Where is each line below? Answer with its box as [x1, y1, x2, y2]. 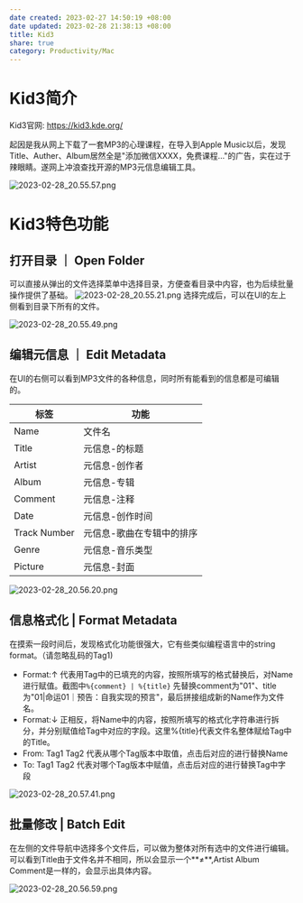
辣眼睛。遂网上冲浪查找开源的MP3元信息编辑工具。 [9, 161, 201, 172]
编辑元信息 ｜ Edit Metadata [9, 347, 167, 363]
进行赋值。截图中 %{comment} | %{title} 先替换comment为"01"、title [22, 680, 277, 691]
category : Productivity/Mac [9, 47, 115, 56]
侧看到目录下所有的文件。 [9, 301, 105, 312]
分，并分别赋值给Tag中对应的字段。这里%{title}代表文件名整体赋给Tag [22, 725, 284, 736]
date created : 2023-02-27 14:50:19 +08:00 [9, 13, 171, 23]
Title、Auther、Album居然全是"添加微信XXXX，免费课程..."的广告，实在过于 [9, 151, 291, 161]
